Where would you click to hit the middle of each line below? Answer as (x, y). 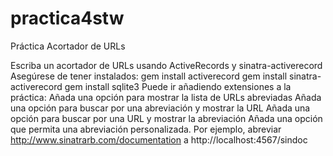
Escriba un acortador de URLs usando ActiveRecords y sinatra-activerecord (166, 65)
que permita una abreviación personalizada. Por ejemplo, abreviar (146, 129)
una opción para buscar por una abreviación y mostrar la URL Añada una (160, 108)
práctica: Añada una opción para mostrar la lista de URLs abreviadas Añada (166, 97)
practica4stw (67, 18)
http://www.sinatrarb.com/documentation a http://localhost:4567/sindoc (159, 139)
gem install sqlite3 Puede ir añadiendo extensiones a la (178, 86)
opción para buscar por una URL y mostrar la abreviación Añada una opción (166, 118)
